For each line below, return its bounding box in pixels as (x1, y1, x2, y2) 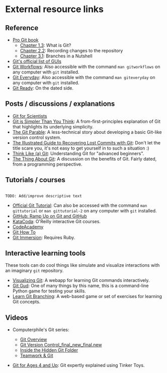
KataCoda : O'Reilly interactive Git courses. (12, 218, 101, 225)
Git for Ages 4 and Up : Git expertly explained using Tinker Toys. (12, 362, 145, 368)
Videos (5, 313, 28, 322)
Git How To (12, 229, 36, 235)
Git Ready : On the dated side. (12, 85, 74, 91)
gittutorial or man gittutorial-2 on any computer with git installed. (12, 207, 157, 213)
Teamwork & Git (20, 352, 54, 358)
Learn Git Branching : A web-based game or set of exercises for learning (12, 293, 162, 300)
